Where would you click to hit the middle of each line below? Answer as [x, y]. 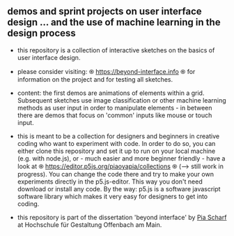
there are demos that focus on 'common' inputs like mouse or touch [115, 115]
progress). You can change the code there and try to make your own [116, 174]
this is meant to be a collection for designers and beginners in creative [118, 136]
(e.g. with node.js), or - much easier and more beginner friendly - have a [121, 158]
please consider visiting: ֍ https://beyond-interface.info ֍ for [106, 71]
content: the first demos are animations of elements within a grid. [111, 93]
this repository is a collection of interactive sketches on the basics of [116, 50]
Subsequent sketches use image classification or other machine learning [122, 100]
